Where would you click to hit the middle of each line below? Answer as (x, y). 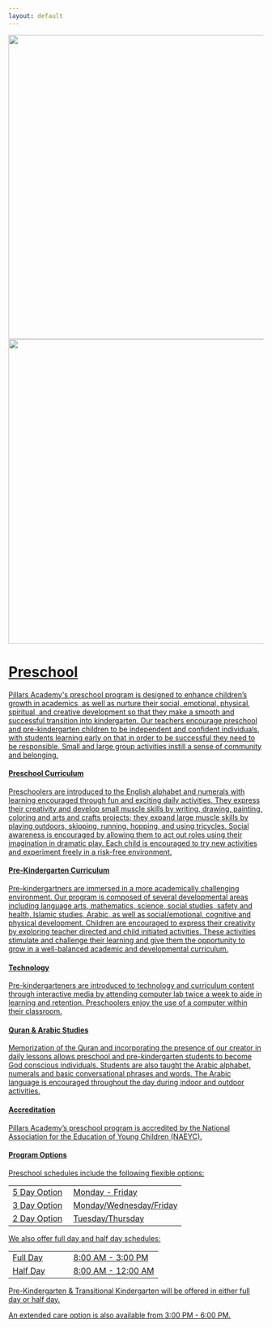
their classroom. (35, 1011)
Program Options (38, 1155)
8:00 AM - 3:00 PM (111, 1257)
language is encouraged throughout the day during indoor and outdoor (126, 1082)
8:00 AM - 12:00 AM (114, 1270)
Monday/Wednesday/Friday (125, 1205)
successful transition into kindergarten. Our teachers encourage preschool (133, 720)
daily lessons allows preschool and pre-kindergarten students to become (130, 1057)
